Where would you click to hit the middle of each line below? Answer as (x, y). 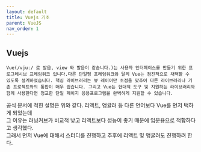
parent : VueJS (24, 23)
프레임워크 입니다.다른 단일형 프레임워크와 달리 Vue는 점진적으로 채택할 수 (109, 74)
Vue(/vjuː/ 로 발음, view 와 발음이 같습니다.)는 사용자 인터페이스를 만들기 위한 (96, 68)
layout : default (26, 12)
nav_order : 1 (23, 29)
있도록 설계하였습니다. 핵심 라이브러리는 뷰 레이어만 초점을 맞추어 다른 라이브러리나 (96, 81)
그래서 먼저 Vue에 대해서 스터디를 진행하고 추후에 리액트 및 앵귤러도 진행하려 (96, 135)
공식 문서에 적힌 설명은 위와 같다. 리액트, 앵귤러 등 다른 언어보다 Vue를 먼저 (94, 105)
